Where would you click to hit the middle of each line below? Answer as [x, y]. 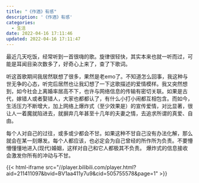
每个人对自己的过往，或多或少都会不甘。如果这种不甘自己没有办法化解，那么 [99, 133]
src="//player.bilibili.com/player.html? [91, 167]
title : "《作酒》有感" [31, 12]
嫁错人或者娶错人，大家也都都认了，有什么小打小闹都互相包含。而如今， [105, 99]
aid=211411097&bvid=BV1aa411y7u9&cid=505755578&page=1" [82, 174]
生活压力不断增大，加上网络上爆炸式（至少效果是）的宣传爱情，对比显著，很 [99, 106]
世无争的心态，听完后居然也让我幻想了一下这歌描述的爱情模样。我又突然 [94, 84]
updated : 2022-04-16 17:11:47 [44, 39]
